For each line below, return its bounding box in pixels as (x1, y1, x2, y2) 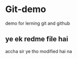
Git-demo (5, 4, 47, 15)
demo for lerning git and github (5, 20, 70, 26)
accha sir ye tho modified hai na (5, 48, 72, 54)
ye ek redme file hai (5, 35, 68, 43)
